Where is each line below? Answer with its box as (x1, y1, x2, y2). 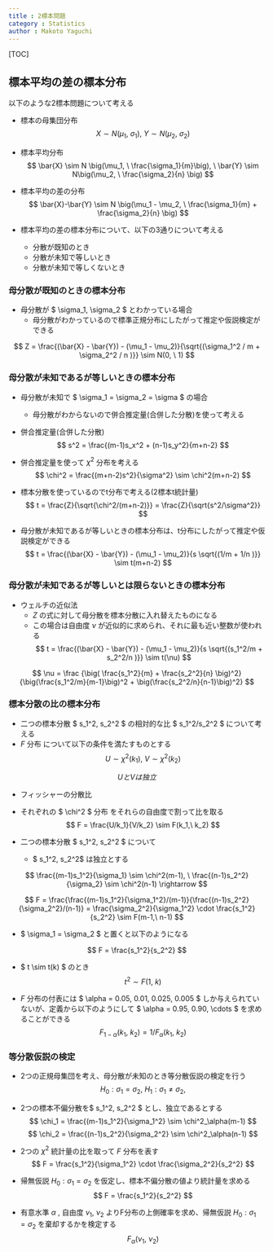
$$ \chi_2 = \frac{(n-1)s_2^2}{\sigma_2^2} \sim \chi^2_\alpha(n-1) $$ (28, 1129, 258, 1139)
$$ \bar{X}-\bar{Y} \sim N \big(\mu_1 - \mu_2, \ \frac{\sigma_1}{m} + (28, 199, 258, 209)
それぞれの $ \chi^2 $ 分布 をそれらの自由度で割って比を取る (20, 807, 224, 817)
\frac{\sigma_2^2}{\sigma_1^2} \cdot (92, 903, 214, 913)
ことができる (27, 1013, 71, 1023)
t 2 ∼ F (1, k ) (124, 975, 162, 986)
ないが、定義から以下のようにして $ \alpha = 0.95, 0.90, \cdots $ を (20, 1004, 249, 1013)
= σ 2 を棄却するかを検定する (20, 1219, 117, 1231)
